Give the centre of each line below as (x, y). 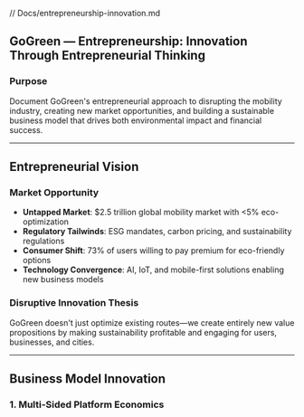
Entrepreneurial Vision (74, 167)
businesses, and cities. (52, 342)
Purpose (28, 81)
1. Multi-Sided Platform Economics (87, 404)
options (37, 261)
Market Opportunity (54, 192)
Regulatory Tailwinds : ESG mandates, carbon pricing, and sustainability (157, 232)
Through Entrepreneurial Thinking (108, 56)
